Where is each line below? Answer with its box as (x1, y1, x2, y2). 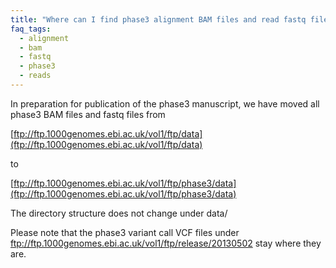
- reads (19, 71, 52, 81)
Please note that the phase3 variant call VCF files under (10, 226, 240, 238)
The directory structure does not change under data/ (10, 207, 228, 219)
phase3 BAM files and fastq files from (10, 108, 166, 120)
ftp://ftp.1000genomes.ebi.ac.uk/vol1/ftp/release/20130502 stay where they (10, 237, 322, 249)
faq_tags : (10, 24, 52, 34)
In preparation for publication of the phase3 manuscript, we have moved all (10, 97, 320, 110)
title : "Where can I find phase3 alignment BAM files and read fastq (10, 14, 307, 25)
